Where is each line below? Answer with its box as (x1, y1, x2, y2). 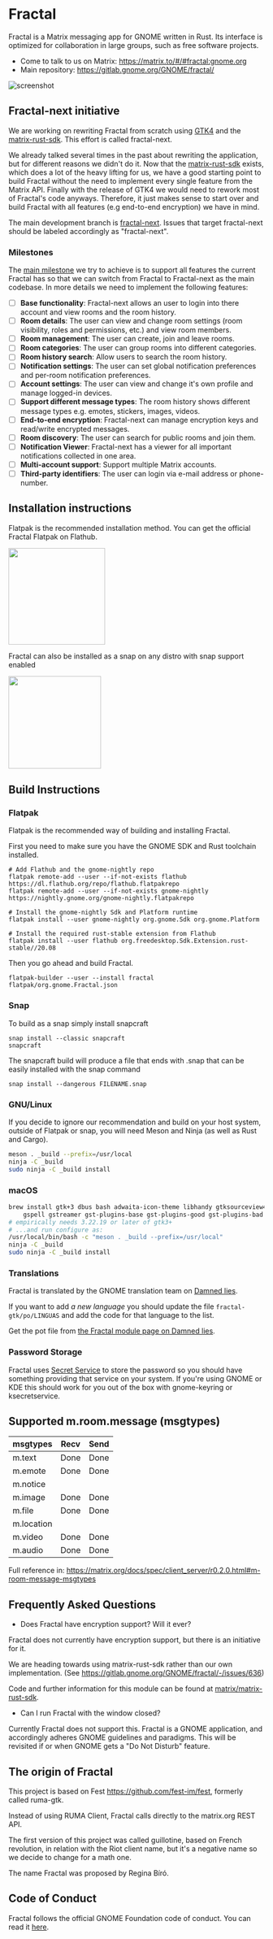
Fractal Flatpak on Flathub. (8, 532, 97, 541)
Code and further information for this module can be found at (8, 1684, 214, 1693)
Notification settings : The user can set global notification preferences (19, 361, 257, 371)
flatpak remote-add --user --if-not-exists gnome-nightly (8, 887, 209, 895)
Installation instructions (8, 502, 132, 515)
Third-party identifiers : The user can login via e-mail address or (19, 468, 238, 478)
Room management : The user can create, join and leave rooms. (19, 334, 235, 344)
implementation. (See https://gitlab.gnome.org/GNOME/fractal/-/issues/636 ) (8, 1668, 265, 1678)
